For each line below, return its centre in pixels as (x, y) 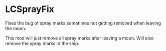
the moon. (16, 28)
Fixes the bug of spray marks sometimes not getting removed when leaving (83, 23)
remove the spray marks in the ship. (42, 43)
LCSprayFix (30, 9)
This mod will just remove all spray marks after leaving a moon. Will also (79, 38)
